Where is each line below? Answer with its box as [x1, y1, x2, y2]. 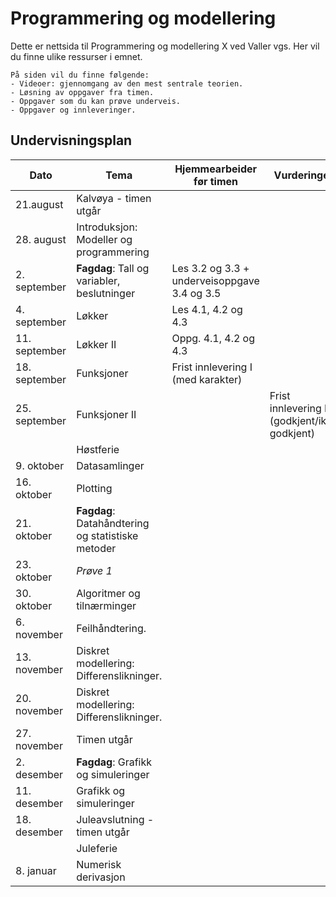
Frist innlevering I [171, 360, 253, 374]
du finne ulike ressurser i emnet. [10, 50, 143, 62]
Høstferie [76, 442, 120, 456]
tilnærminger [76, 598, 137, 612]
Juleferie [76, 841, 118, 855]
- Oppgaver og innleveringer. [10, 105, 137, 115]
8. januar [15, 863, 57, 877]
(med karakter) [171, 372, 243, 386]
